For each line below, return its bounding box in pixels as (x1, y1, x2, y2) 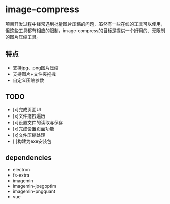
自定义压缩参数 (12, 77, 44, 83)
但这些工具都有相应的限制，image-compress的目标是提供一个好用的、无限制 (5, 27, 165, 34)
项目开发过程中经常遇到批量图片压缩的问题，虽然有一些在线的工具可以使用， (5, 21, 165, 27)
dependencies (5, 153, 52, 162)
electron (12, 167, 30, 173)
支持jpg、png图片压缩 (12, 65, 59, 71)
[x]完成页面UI (12, 106, 41, 112)
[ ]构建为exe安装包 (12, 138, 52, 144)
